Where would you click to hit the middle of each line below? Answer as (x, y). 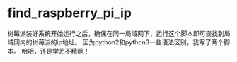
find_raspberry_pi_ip (70, 13)
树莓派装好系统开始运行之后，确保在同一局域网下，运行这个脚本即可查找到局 (119, 33)
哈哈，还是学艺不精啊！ (55, 51)
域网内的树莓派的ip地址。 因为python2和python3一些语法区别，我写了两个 (116, 42)
